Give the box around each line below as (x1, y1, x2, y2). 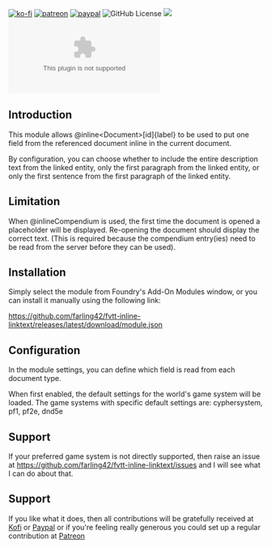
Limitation (8, 195, 61, 208)
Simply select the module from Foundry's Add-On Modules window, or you (8, 287, 258, 297)
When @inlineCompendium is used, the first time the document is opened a (8, 216, 260, 226)
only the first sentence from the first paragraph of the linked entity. (8, 171, 231, 181)
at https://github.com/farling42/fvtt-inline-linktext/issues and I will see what (8, 460, 261, 470)
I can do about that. (8, 469, 74, 478)
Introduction (8, 108, 73, 122)
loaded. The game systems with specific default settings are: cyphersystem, (8, 398, 263, 408)
